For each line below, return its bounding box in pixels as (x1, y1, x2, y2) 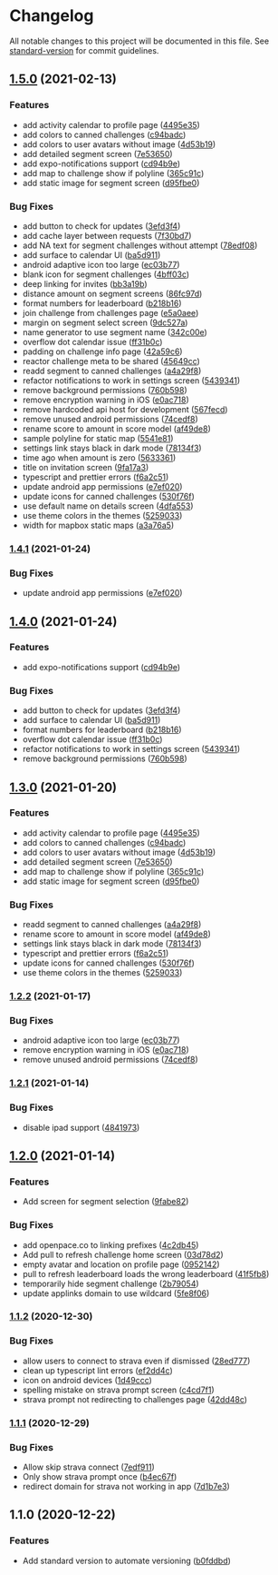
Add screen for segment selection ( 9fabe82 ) (22, 1196, 189, 1207)
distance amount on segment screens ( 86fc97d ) (22, 288, 203, 299)
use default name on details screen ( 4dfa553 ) (22, 500, 194, 511)
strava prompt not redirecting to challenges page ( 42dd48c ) (22, 1393, 247, 1404)
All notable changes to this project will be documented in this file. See (9, 35, 270, 46)
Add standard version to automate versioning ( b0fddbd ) (22, 1555, 231, 1566)
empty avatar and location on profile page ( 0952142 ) (22, 1259, 220, 1270)
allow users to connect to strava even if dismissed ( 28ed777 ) (22, 1355, 251, 1366)
